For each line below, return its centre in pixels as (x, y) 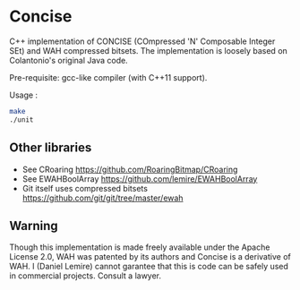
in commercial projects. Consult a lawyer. (86, 276)
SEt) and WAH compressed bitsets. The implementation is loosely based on (149, 50)
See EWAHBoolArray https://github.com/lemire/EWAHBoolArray (140, 179)
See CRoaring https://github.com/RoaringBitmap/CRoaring (130, 169)
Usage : (24, 95)
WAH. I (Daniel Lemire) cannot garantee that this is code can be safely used (149, 267)
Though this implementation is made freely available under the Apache (140, 247)
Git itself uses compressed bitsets (85, 188)
